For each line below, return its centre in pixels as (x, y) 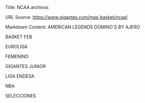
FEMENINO (17, 56)
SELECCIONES (21, 96)
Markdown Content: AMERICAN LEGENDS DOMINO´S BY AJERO (73, 27)
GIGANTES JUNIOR (26, 66)
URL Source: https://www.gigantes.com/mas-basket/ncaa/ (66, 17)
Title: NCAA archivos (27, 7)
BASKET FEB (19, 37)
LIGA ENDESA (20, 76)
